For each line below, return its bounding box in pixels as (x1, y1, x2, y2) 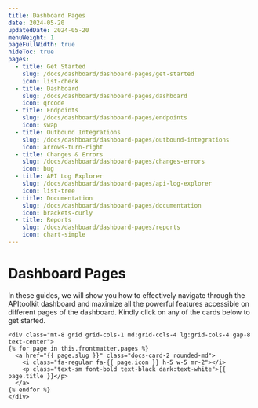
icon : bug (22, 165, 55, 173)
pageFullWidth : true (8, 41, 76, 49)
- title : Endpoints (15, 107, 79, 115)
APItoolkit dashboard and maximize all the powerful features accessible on (8, 299, 249, 308)
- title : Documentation (15, 194, 93, 202)
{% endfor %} (8, 386, 51, 394)
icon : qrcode (22, 99, 65, 107)
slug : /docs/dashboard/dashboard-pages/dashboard (22, 92, 188, 100)
